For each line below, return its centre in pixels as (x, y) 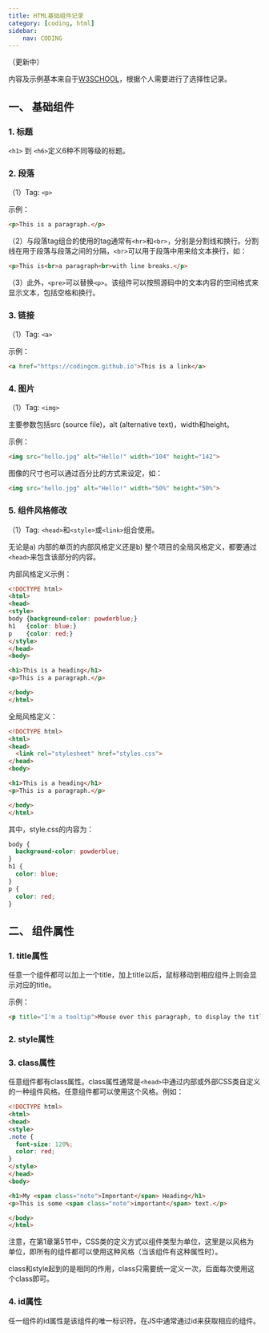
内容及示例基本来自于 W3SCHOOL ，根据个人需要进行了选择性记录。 (120, 79)
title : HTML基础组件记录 (46, 16)
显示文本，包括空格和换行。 (54, 292)
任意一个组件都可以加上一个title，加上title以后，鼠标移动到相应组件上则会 (129, 975)
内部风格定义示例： (40, 574)
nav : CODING (42, 38)
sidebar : (23, 30)
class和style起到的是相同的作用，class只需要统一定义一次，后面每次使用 (128, 1269)
